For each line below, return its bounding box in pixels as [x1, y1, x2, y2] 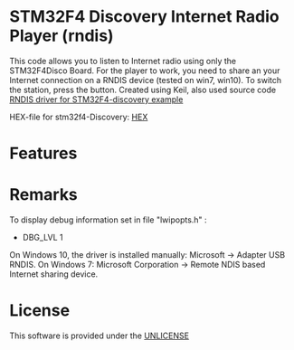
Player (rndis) [9, 25, 115, 46]
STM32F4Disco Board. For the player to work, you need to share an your [9, 65, 280, 76]
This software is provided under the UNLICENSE [9, 330, 190, 341]
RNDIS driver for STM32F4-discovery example [9, 93, 184, 105]
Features [9, 143, 78, 164]
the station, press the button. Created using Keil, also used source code [9, 84, 277, 95]
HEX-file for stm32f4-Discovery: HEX [9, 111, 148, 122]
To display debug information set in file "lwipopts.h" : [9, 214, 207, 225]
